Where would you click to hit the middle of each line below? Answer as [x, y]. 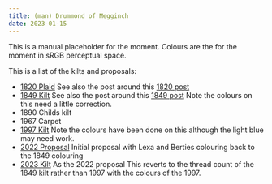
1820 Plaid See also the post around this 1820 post [105, 87]
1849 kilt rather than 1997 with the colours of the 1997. [110, 173]
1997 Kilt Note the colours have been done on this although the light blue [142, 130]
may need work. [47, 138]
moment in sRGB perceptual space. [68, 55]
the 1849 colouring [52, 156]
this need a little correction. [66, 104]
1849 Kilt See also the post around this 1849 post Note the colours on [136, 95]
